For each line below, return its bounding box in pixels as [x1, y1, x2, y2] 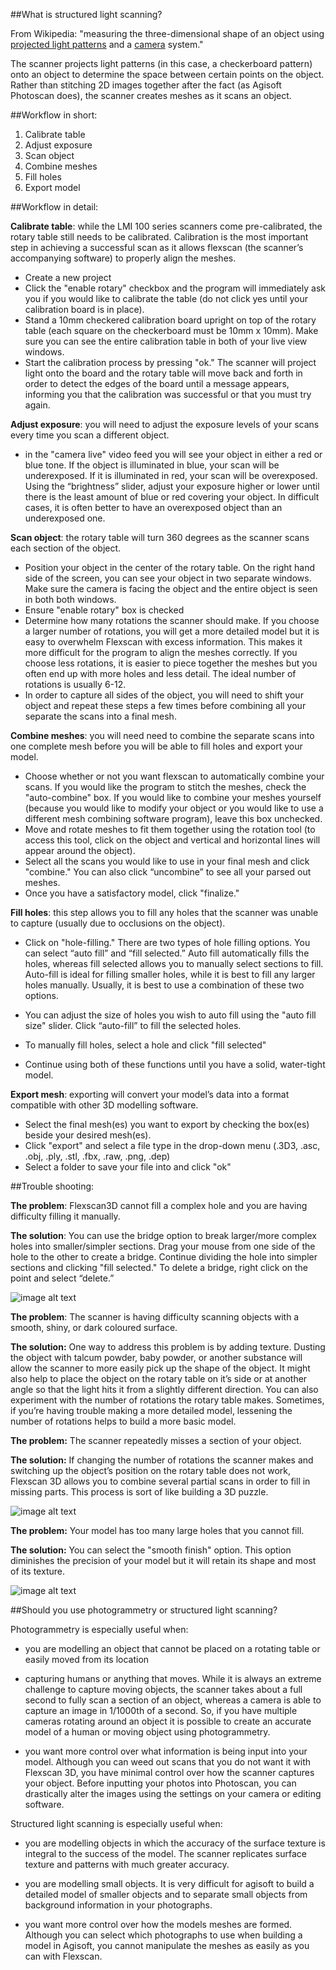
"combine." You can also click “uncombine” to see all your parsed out [24, 866, 312, 878]
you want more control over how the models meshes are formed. [24, 1919, 293, 1930]
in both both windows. [24, 594, 117, 605]
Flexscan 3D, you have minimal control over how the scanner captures [24, 1767, 315, 1778]
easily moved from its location [24, 1654, 150, 1665]
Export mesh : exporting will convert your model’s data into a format [10, 1089, 290, 1100]
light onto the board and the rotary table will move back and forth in [24, 367, 303, 379]
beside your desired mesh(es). [24, 1129, 152, 1141]
